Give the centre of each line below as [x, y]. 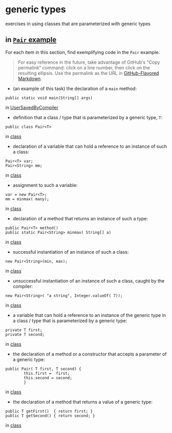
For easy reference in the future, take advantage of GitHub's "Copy [89, 62]
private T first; [24, 330]
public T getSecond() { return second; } [50, 416]
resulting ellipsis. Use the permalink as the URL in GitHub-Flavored [88, 73]
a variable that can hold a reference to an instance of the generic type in [89, 315]
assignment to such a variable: [45, 185]
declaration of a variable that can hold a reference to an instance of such [90, 146]
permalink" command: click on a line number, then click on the [84, 67]
